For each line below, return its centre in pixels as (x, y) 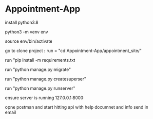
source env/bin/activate (29, 41)
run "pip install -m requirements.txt (40, 60)
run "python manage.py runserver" (40, 88)
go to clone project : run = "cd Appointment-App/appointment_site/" (74, 51)
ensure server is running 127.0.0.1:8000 (44, 98)
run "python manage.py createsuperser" (46, 79)
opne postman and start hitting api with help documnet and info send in (77, 107)
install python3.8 (22, 22)
